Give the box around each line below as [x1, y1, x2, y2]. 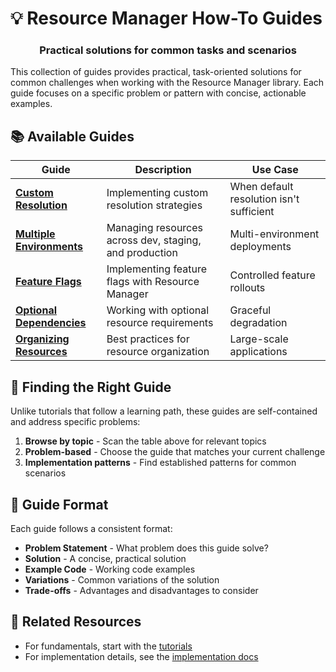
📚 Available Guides [10, 128, 135, 145]
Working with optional [106, 303, 210, 317]
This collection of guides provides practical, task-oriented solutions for [10, 66, 302, 78]
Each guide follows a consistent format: [10, 522, 173, 534]
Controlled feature [229, 268, 316, 282]
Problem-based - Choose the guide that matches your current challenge [24, 446, 326, 458]
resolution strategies [106, 198, 203, 212]
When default [229, 180, 294, 194]
